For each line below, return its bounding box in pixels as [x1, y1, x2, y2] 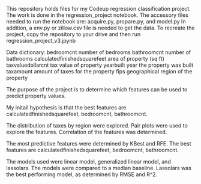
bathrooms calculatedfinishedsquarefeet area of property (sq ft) [6, 55, 165, 62]
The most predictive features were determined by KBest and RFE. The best [6, 140, 191, 147]
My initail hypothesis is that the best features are [6, 104, 127, 111]
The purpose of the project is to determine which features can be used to [6, 86, 188, 93]
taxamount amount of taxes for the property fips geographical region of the [6, 68, 193, 75]
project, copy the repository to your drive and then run [6, 31, 141, 38]
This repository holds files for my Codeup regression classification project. [6, 5, 191, 12]
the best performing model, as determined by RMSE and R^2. [6, 171, 158, 178]
